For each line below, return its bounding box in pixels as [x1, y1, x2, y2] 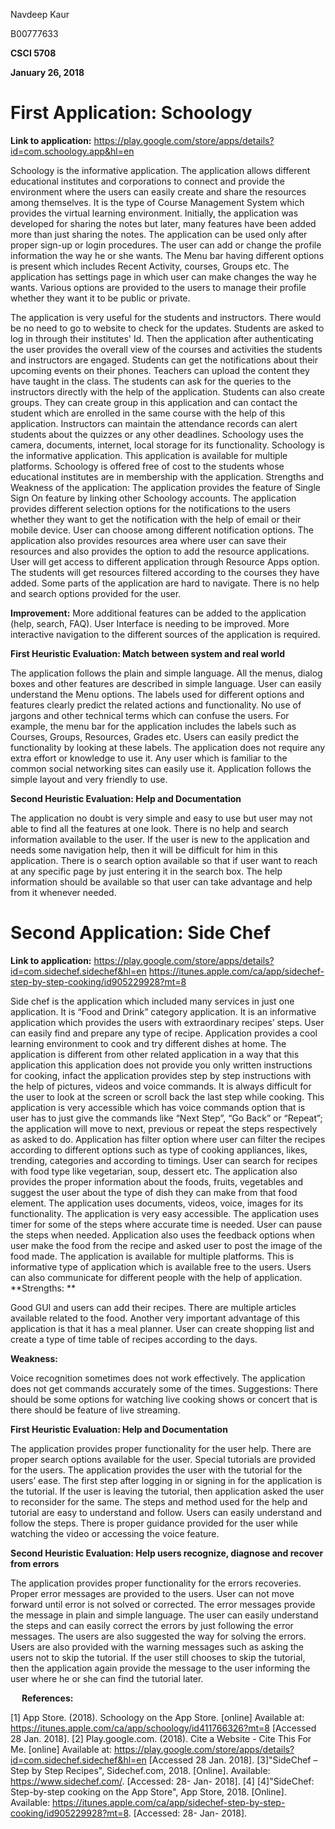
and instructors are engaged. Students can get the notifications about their [10, 354, 318, 366]
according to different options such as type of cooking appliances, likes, [10, 1144, 308, 1156]
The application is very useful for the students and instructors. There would [10, 311, 322, 323]
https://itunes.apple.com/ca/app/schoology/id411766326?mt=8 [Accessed [10, 1722, 317, 1734]
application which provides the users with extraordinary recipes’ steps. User [10, 1016, 325, 1028]
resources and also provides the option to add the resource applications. [10, 545, 310, 557]
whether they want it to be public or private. [10, 292, 191, 304]
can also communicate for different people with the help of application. [10, 1271, 303, 1283]
